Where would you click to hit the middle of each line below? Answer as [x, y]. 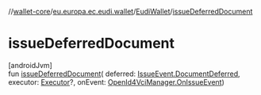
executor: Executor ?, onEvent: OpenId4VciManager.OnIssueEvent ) [116, 82]
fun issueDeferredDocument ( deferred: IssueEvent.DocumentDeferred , [124, 74]
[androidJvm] [31, 65]
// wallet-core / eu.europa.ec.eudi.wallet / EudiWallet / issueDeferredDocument [130, 11]
